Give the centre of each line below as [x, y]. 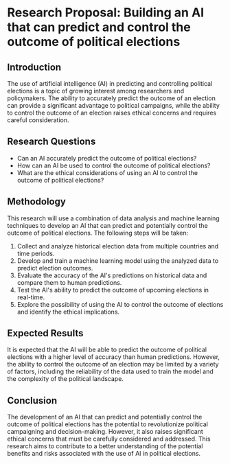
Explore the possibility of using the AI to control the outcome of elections [120, 304]
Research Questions [51, 142]
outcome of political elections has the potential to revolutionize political [107, 424]
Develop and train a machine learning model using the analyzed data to [118, 260]
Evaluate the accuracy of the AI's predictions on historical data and [112, 275]
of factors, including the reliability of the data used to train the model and [111, 371]
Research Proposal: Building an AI [106, 13]
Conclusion [32, 401]
